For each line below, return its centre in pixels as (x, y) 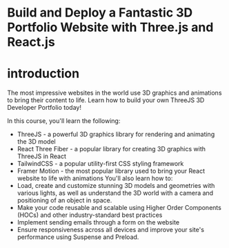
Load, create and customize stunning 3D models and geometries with (116, 186)
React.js (31, 42)
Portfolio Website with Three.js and (110, 27)
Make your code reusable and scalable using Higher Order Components (119, 208)
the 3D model (37, 142)
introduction (43, 74)
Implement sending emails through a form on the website (98, 222)
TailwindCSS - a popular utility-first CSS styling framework (100, 164)
